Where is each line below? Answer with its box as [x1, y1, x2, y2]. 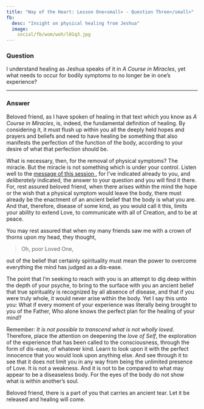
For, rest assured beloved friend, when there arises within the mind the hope [6, 183, 197, 190]
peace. [6, 215, 24, 222]
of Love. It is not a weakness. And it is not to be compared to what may [6, 364, 184, 371]
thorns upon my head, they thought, [6, 233, 97, 241]
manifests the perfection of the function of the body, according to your [6, 139, 183, 146]
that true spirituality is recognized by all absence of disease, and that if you [6, 288, 194, 295]
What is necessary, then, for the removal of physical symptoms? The [6, 157, 178, 164]
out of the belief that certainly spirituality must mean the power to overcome [6, 256, 197, 264]
